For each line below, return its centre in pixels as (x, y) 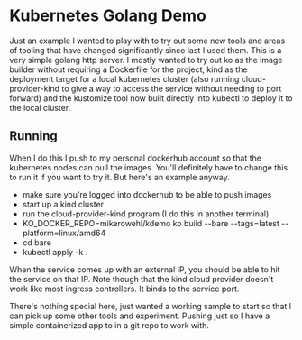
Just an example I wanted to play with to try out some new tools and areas (147, 41)
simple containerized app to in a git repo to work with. (110, 325)
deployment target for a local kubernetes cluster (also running (124, 78)
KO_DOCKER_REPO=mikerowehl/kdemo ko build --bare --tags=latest (151, 223)
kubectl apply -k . (55, 252)
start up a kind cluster (63, 204)
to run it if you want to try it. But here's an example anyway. (119, 177)
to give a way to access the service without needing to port (172, 88)
